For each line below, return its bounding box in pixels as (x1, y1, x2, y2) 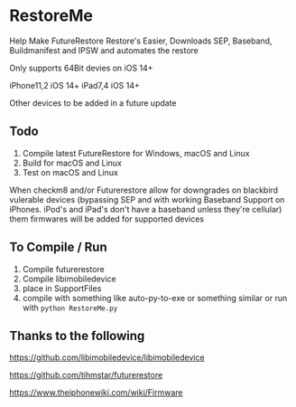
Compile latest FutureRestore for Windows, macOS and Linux (22, 147, 250, 158)
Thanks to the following (9, 327, 145, 344)
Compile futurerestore (22, 263, 106, 274)
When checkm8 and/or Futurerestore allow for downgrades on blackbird (9, 185, 278, 195)
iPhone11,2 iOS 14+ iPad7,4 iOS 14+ (9, 80, 140, 90)
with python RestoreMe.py (22, 302, 118, 313)
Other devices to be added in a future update (9, 97, 178, 109)
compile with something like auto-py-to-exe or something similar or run (22, 292, 288, 303)
